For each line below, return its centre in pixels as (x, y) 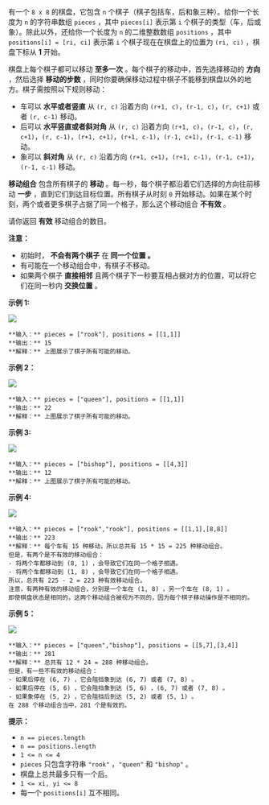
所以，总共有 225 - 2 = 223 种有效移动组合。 (77, 580)
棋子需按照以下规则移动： (64, 89)
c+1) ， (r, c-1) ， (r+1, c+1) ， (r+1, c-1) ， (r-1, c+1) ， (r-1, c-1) (131, 136)
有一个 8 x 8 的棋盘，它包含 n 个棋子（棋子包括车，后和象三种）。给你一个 (130, 12)
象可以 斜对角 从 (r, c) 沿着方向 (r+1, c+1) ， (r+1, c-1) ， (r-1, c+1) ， (139, 157)
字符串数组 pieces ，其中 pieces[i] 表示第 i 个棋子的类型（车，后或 (149, 22)
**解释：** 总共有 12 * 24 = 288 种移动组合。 (80, 663)
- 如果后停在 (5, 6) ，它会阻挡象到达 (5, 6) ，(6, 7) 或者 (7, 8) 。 (118, 688)
